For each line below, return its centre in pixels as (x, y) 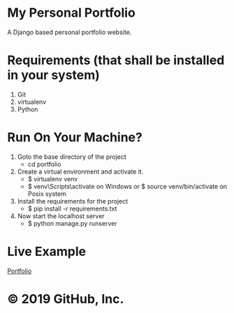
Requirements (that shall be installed (116, 60)
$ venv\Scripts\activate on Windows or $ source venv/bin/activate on (127, 186)
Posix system (47, 194)
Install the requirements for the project (72, 201)
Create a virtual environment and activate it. (80, 171)
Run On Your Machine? (75, 138)
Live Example (46, 252)
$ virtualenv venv (53, 178)
